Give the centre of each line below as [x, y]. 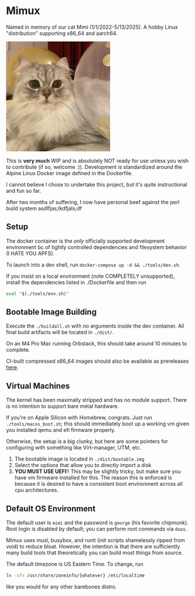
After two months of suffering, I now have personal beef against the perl [93, 202]
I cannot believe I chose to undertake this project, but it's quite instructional [97, 184]
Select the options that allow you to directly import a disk [83, 465]
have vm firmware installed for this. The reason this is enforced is [93, 478]
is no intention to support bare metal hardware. [62, 406]
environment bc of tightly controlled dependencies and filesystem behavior [96, 247]
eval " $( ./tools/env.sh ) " [37, 294]
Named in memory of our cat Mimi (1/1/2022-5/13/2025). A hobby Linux [92, 27]
